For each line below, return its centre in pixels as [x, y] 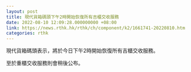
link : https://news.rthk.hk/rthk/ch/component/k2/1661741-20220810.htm [95, 28]
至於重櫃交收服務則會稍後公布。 [45, 63]
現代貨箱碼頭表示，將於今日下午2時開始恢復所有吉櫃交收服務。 [82, 51]
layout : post [22, 11]
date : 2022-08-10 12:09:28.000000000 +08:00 [61, 22]
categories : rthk [27, 33]
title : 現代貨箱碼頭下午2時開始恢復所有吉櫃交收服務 [63, 17]
